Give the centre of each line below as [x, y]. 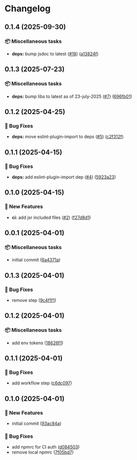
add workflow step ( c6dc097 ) [42, 383]
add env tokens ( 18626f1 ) [37, 343]
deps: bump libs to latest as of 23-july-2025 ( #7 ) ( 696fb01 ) [72, 96]
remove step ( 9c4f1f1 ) [34, 300]
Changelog [28, 9]
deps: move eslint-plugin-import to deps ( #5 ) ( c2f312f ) [68, 137]
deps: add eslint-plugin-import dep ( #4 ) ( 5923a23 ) [64, 177]
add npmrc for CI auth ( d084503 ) [46, 447]
